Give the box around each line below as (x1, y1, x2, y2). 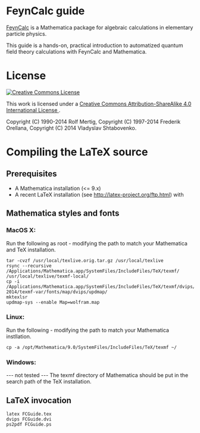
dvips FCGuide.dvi (6, 416, 52, 422)
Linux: (6, 313, 25, 321)
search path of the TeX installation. (6, 378, 92, 385)
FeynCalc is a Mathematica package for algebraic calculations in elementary (6, 24, 193, 31)
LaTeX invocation (6, 395, 71, 406)
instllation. (6, 332, 32, 340)
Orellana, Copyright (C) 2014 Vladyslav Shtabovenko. (6, 124, 137, 132)
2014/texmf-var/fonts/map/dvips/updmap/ (6, 289, 108, 295)
